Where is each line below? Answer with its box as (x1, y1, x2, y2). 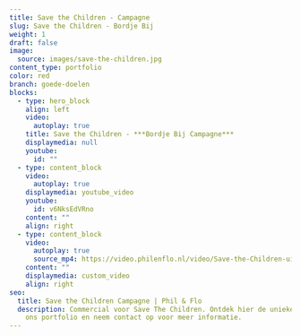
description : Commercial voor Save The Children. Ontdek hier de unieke (17, 305, 295, 314)
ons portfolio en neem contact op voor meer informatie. (25, 313, 243, 323)
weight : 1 (9, 30, 47, 39)
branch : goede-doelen (9, 80, 90, 89)
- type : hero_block (17, 96, 90, 106)
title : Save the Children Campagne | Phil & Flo (17, 297, 202, 306)
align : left (25, 105, 70, 114)
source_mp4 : (32, 254, 78, 264)
